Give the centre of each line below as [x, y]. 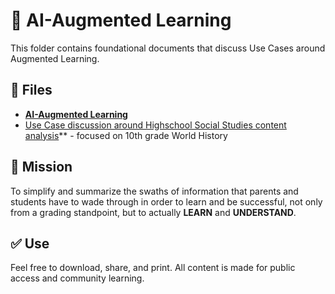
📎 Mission [41, 167]
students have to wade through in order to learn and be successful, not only [166, 201]
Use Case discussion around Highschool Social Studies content [155, 125]
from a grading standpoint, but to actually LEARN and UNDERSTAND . [153, 212]
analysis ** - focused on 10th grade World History [126, 135]
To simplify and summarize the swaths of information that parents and [154, 191]
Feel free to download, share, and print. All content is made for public [153, 268]
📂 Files [31, 90]
